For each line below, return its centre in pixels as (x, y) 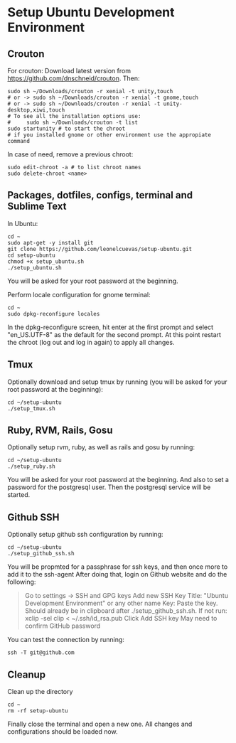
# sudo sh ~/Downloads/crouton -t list (73, 122)
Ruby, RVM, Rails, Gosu (60, 431)
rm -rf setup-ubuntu (38, 711)
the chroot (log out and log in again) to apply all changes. (91, 342)
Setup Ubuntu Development (91, 12)
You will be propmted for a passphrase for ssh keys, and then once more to (118, 567)
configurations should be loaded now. (63, 732)
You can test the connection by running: (66, 640)
